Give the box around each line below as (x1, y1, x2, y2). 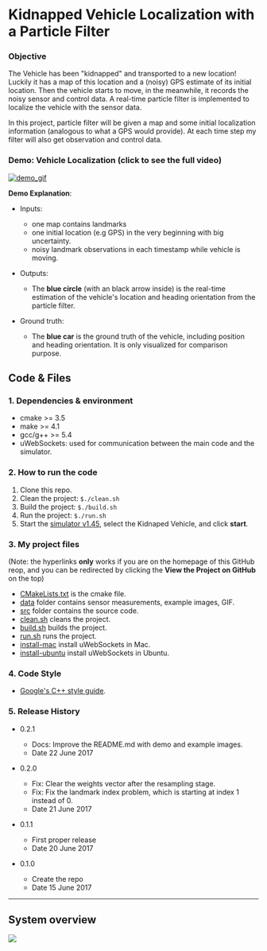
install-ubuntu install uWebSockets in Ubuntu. (19, 648, 169, 658)
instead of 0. (31, 795, 73, 805)
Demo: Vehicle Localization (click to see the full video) (8, 155, 222, 166)
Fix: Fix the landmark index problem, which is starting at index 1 (31, 787, 240, 797)
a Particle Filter (8, 22, 110, 41)
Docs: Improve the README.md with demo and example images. (31, 739, 243, 749)
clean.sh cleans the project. (19, 615, 111, 624)
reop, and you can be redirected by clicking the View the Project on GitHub (8, 565, 257, 575)
